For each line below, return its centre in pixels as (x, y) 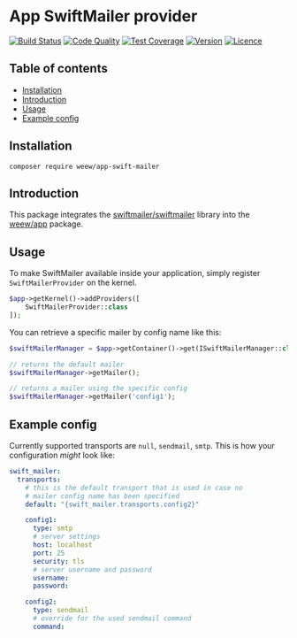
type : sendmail (61, 611)
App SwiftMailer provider (103, 16)
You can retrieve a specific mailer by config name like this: (115, 332)
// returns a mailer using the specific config (99, 388)
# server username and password (92, 569)
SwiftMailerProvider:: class (76, 307)
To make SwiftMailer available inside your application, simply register (135, 273)
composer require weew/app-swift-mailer (85, 166)
